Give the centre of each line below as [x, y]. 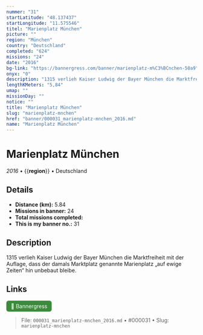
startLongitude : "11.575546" [43, 23]
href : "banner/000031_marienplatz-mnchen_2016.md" [71, 119]
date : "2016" [23, 62]
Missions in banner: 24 [44, 211]
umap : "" [17, 91]
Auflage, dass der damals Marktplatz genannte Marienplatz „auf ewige [94, 264]
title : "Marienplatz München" [44, 107]
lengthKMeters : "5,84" [35, 85]
